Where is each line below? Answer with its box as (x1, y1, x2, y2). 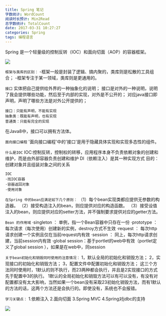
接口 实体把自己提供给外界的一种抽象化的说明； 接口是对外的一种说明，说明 (5, 85, 158, 91)
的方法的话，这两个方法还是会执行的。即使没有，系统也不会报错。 (5, 285, 139, 291)
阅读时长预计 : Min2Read (5, 16, 49, 21)
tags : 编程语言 (5, 35, 34, 40)
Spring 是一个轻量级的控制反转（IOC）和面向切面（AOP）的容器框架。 (5, 49, 149, 55)
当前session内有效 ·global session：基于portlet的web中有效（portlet (13, 237, 153, 243)
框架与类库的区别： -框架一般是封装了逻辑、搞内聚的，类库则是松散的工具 (5, 69, 150, 75)
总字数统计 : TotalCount (5, 21, 50, 26)
